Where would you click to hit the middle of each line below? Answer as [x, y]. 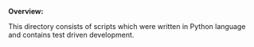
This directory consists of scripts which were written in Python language [127, 26]
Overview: [26, 11]
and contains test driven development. [71, 35]
